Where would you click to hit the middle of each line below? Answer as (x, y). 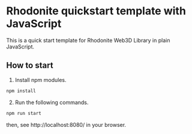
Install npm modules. (40, 80)
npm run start (24, 113)
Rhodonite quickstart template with (96, 11)
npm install (21, 91)
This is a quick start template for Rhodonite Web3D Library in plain (88, 40)
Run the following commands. (52, 102)
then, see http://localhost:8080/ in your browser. (66, 124)
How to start (30, 66)
